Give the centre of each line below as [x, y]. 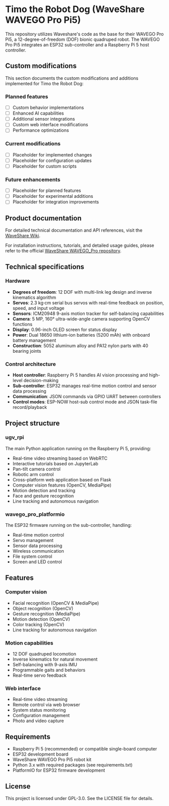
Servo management [33, 541]
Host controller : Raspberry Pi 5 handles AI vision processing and [80, 375]
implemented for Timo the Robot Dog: [44, 83]
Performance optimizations [41, 130]
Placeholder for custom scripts [44, 166]
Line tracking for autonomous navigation [54, 630]
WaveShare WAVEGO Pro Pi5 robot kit [52, 760]
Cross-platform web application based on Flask [62, 479]
